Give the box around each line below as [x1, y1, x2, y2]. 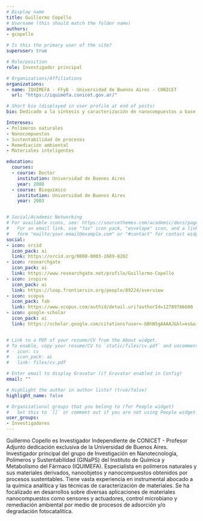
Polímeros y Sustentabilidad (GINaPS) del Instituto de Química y [6, 456, 165, 463]
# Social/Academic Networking [6, 214, 83, 221]
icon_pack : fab [11, 299, 50, 305]
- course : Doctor [11, 170, 56, 176]
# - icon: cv [6, 348, 39, 354]
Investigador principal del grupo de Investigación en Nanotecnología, [6, 450, 178, 457]
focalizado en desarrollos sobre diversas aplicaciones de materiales [6, 488, 176, 496]
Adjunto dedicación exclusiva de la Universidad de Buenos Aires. [6, 444, 168, 450]
